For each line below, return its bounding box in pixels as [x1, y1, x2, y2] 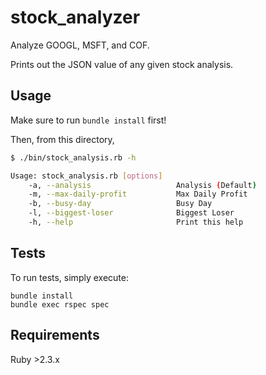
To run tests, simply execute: [10, 271, 129, 283]
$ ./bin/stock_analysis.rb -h [10, 152, 137, 163]
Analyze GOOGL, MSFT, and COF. [10, 39, 150, 51]
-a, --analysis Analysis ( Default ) [28, 180, 257, 190]
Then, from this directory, [10, 133, 115, 145]
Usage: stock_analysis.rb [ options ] [10, 171, 163, 181]
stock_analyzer [10, 6, 141, 29]
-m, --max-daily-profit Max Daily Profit [28, 189, 248, 200]
